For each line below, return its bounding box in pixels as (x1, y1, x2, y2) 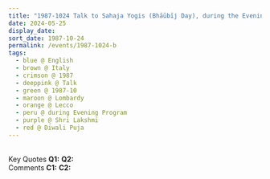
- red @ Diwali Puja (15, 124, 84, 132)
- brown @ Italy (15, 64, 70, 72)
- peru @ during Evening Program (15, 109, 128, 117)
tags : (8, 49, 27, 57)
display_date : (8, 26, 56, 35)
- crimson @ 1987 (15, 71, 74, 79)
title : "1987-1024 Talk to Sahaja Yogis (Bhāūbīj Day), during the (8, 11, 239, 20)
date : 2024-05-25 (8, 19, 67, 27)
